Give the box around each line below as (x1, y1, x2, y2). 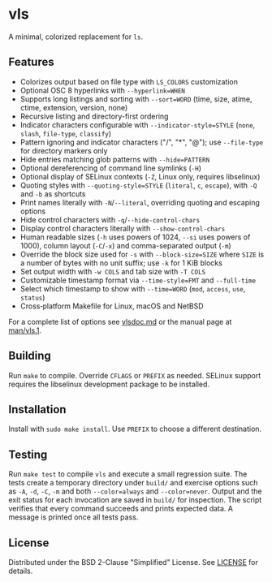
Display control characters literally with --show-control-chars (19, 223, 226, 233)
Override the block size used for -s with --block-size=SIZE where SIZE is (19, 249, 265, 259)
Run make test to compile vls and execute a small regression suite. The (8, 469, 248, 479)
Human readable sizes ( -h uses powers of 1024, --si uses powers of (19, 232, 251, 242)
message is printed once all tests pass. (8, 512, 139, 522)
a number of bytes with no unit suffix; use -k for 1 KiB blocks (19, 257, 223, 268)
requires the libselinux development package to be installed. (8, 379, 209, 389)
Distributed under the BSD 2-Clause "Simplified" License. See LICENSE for (8, 558, 258, 567)
